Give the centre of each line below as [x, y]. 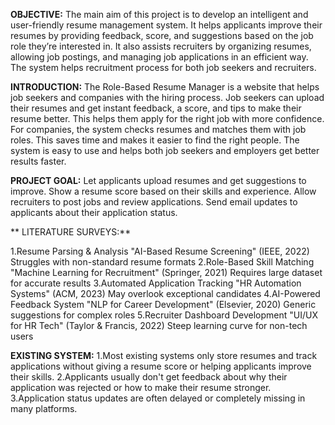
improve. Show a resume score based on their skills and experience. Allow [163, 191]
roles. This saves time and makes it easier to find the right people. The [155, 140]
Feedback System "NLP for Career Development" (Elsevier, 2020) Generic [163, 304]
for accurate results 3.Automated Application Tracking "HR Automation [156, 283]
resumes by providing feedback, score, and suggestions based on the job [162, 35]
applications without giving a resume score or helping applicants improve [161, 366]
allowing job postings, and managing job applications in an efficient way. [159, 57]
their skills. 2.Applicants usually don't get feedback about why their [149, 377]
